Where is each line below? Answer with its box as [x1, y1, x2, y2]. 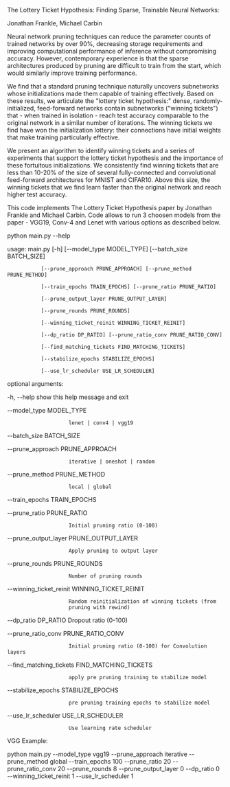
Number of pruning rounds [68, 573, 143, 580]
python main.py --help [7, 231, 71, 240]
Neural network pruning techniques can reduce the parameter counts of [7, 32, 211, 41]
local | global [68, 483, 112, 490]
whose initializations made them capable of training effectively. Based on [7, 89, 214, 98]
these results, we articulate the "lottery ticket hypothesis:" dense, [7, 97, 192, 105]
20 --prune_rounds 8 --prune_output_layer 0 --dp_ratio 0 [57, 765, 220, 773]
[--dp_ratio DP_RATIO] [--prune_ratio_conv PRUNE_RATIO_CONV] [41, 332, 223, 339]
